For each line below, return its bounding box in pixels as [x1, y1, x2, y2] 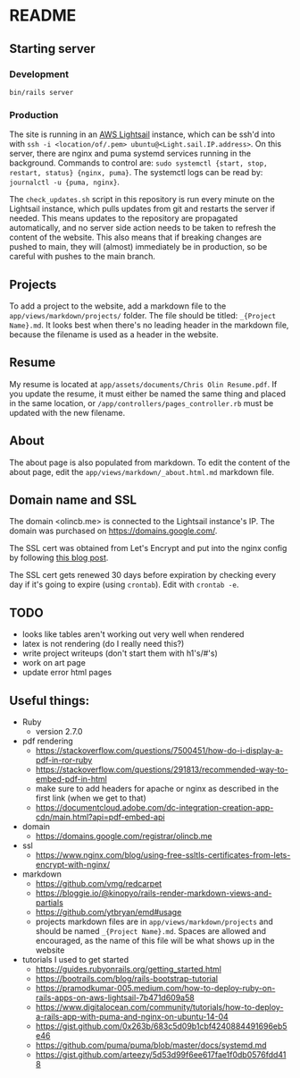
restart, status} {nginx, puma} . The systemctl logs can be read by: [9, 167, 263, 178]
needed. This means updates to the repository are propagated [9, 213, 238, 224]
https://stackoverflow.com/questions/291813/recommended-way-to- [35, 764, 288, 775]
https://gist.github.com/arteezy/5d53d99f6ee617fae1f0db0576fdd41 [35, 1049, 287, 1060]
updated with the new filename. [9, 407, 126, 418]
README [9, 5, 77, 26]
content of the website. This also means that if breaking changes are [9, 232, 262, 242]
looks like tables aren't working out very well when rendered [21, 629, 245, 640]
